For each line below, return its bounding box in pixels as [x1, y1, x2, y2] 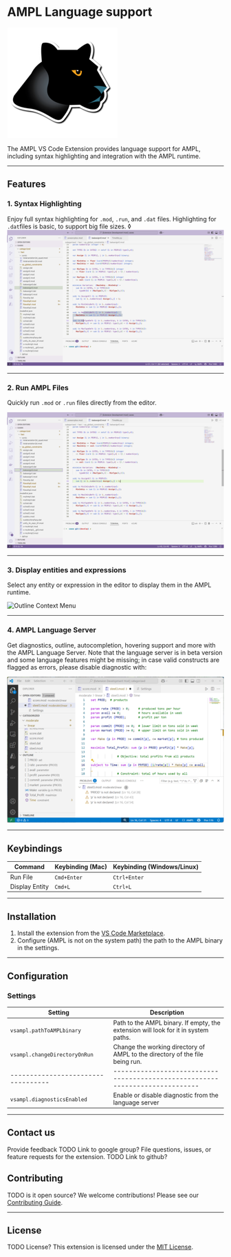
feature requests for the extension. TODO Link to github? [7, 1152, 168, 1160]
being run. [113, 1057, 142, 1065]
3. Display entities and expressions [7, 565, 126, 574]
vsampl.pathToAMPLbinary [10, 1027, 81, 1034]
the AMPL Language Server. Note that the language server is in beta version [7, 648, 223, 656]
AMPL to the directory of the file [113, 1049, 204, 1058]
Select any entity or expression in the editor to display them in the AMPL [7, 581, 212, 590]
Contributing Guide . [7, 1198, 63, 1207]
